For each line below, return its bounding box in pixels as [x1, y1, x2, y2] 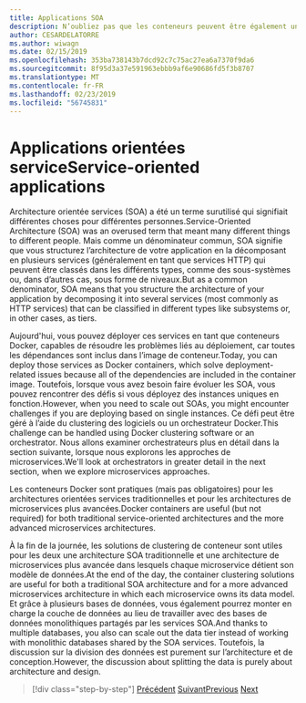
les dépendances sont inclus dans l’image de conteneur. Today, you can [9, 350, 278, 361]
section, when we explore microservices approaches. [9, 466, 210, 477]
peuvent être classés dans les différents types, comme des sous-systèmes [9, 264, 291, 275]
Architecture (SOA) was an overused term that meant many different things [9, 225, 291, 237]
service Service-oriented [9, 157, 200, 178]
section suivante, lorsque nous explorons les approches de [9, 447, 231, 458]
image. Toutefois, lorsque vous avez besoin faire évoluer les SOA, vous [9, 379, 276, 390]
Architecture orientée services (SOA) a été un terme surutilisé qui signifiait [9, 206, 289, 217]
